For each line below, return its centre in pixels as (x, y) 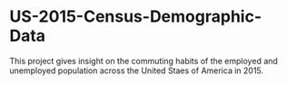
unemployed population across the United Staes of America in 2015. (137, 71)
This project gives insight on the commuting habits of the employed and (144, 61)
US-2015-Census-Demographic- (135, 17)
